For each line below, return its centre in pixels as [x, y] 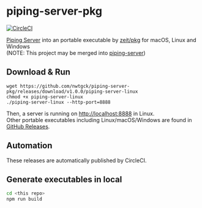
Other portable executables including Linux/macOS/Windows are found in [99, 120]
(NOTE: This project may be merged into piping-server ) [76, 52]
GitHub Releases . [28, 126]
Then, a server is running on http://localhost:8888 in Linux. [80, 113]
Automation [29, 145]
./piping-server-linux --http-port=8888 [59, 102]
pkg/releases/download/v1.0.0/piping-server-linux [72, 91]
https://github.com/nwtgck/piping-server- [75, 86]
